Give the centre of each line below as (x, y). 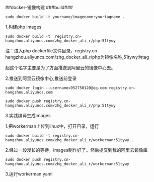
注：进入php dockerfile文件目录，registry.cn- (52, 51)
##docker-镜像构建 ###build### (39, 7)
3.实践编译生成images (28, 115)
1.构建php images (23, 27)
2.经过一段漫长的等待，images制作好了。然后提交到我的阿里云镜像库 (76, 150)
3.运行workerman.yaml (29, 174)
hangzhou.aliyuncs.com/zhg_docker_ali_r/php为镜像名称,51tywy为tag (77, 57)
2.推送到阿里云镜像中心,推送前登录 (41, 78)
